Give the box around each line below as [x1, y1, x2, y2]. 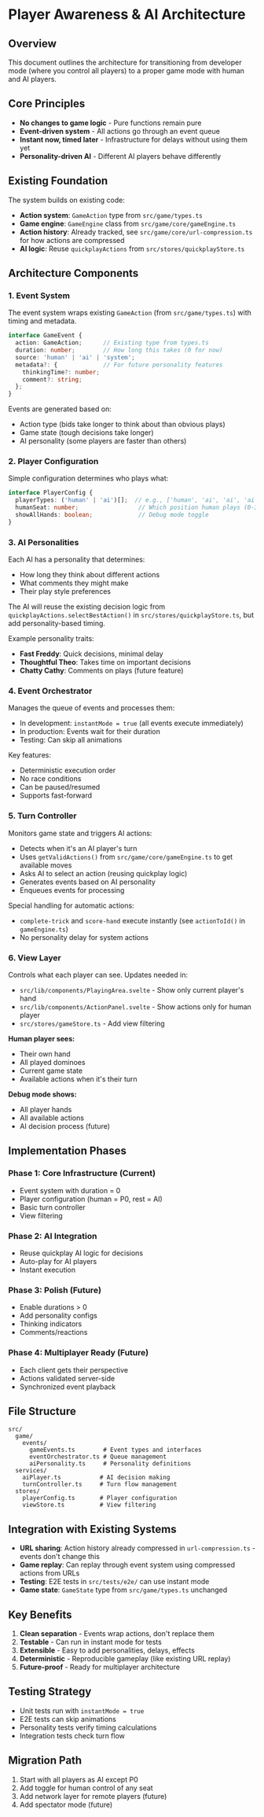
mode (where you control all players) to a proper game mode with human [8, 66, 245, 76]
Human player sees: [8, 1034, 75, 1044]
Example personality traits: [8, 634, 94, 643]
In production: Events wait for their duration [19, 727, 161, 736]
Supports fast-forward [19, 791, 93, 800]
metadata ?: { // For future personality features [15, 360, 223, 369]
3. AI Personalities [8, 536, 79, 547]
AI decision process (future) [19, 1122, 111, 1131]
